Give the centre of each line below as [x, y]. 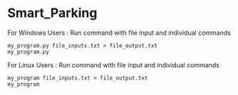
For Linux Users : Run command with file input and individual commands [113, 65]
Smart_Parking [52, 13]
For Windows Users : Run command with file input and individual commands [119, 33]
